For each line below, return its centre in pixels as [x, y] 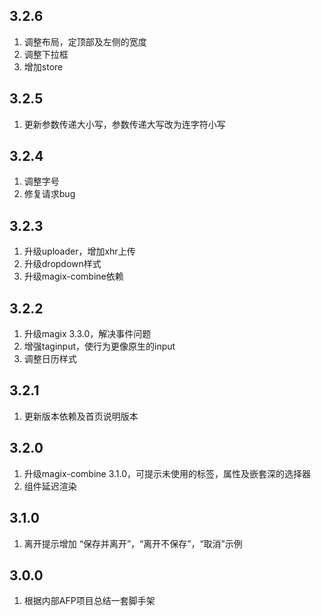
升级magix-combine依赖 [73, 276]
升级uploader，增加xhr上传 [79, 251]
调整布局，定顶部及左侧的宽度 [85, 41]
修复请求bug [49, 194]
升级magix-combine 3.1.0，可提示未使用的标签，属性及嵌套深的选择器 [167, 473]
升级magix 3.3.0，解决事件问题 [87, 334]
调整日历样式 [50, 359]
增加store [43, 66]
